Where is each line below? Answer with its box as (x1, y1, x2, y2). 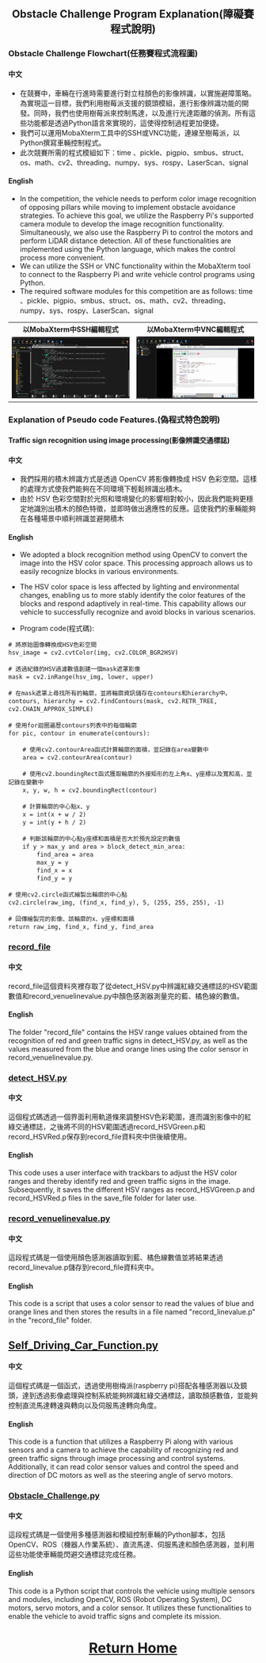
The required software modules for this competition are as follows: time (19, 286, 253, 295)
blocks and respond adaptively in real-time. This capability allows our (19, 599, 247, 608)
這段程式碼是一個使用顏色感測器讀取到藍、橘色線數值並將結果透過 (8, 1253, 223, 1262)
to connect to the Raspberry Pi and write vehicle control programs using (19, 269, 256, 279)
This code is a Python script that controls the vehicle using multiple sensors (8, 1586, 256, 1596)
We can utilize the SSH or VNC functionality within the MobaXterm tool (19, 261, 251, 271)
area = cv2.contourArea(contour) (22, 754, 133, 762)
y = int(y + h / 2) (22, 819, 87, 827)
